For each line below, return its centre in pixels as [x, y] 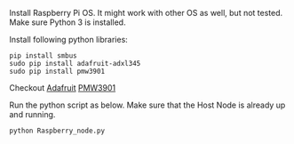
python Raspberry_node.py [57, 131]
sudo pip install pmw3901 [57, 71]
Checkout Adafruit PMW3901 [63, 88]
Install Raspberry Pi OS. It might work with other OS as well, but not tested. [146, 13]
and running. [32, 114]
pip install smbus [43, 56]
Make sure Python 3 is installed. [68, 22]
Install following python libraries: [69, 40]
